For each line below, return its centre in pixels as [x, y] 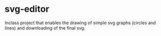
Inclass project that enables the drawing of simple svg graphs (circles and [80, 23]
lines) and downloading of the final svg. [45, 28]
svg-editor [27, 9]
